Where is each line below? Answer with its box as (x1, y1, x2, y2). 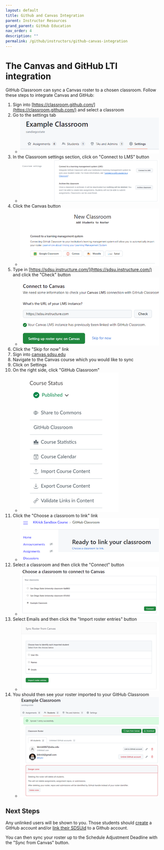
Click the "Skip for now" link (12, 346, 69, 352)
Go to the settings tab (12, 112, 56, 118)
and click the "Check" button (12, 272, 71, 277)
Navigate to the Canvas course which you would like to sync (12, 357, 134, 362)
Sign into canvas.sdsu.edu (12, 351, 66, 357)
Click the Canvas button (12, 203, 61, 209)
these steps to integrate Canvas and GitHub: (5, 92, 94, 98)
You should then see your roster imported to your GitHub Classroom (12, 691, 149, 697)
